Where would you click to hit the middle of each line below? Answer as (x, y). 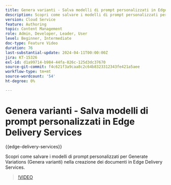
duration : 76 (19, 48)
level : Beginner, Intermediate (38, 39)
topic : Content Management (34, 29)
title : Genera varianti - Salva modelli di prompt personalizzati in (81, 10)
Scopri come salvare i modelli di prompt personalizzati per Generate (77, 156)
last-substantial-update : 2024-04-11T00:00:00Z (57, 52)
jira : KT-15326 (21, 57)
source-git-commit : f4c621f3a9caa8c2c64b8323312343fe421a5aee (73, 67)
